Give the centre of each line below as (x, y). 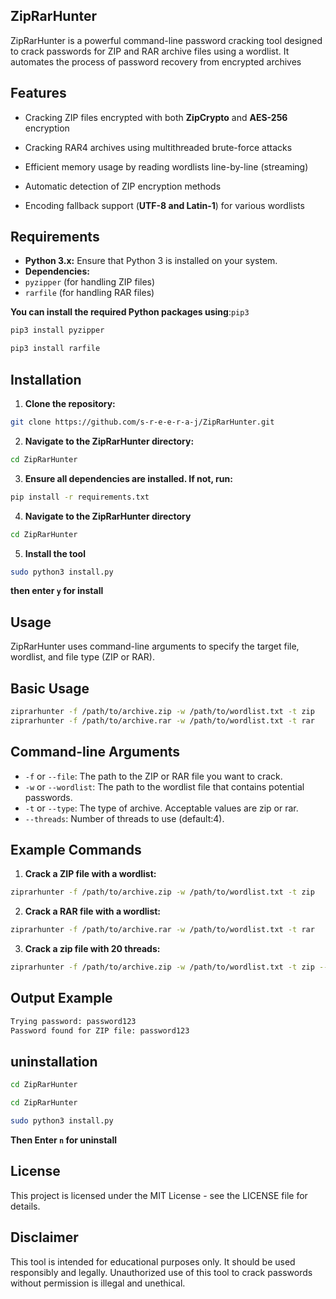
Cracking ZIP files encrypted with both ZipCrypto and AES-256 (156, 117)
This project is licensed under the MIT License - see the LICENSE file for (159, 1195)
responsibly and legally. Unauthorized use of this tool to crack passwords (161, 1272)
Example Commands (76, 849)
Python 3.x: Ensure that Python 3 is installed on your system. (151, 261)
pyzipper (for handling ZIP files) (90, 282)
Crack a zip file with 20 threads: (92, 949)
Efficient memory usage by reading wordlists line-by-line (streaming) (166, 166)
